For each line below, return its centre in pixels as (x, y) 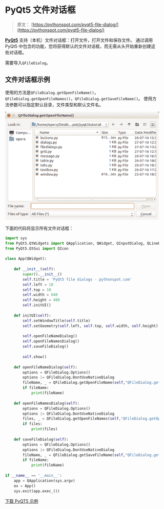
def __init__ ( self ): (35, 269)
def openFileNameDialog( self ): (46, 367)
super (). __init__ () (42, 274)
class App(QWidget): (26, 259)
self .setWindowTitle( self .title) (57, 321)
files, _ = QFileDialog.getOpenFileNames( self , (72, 419)
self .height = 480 (41, 300)
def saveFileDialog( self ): (41, 439)
